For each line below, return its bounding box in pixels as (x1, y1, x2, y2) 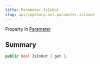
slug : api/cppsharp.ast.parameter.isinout (5, 12, 95, 17)
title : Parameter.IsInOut (5, 7, 59, 13)
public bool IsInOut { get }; (5, 54, 68, 59)
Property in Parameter (5, 26, 51, 32)
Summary (5, 40, 36, 49)
